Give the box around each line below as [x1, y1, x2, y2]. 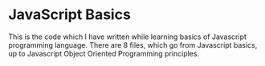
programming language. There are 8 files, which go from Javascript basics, [8, 40, 258, 49]
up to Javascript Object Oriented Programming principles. [8, 49, 199, 58]
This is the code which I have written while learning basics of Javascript [8, 32, 247, 41]
